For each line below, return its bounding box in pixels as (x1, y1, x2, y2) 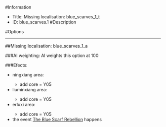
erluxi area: (12, 102, 36, 107)
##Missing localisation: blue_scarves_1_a (5, 43, 88, 49)
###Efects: (5, 62, 28, 68)
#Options (5, 29, 24, 34)
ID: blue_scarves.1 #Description (12, 19, 77, 25)
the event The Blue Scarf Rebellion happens (12, 117, 102, 122)
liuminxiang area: (12, 87, 47, 92)
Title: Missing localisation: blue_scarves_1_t (12, 14, 100, 19)
